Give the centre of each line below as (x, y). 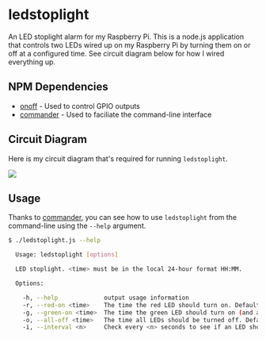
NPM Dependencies (58, 87)
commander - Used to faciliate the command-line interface (116, 114)
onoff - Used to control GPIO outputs (80, 106)
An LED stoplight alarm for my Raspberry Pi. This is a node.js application (126, 37)
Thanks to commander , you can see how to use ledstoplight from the (123, 218)
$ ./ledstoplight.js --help (55, 241)
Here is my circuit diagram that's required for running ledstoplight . (118, 158)
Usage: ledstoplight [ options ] (67, 255)
